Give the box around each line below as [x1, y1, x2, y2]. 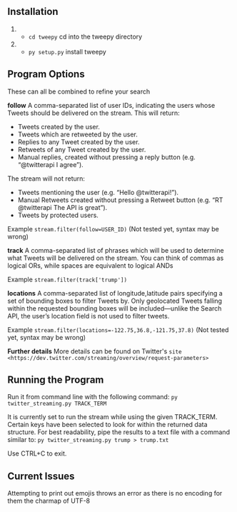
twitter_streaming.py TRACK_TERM [7, 400, 107, 408]
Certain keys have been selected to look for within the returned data [7, 421, 208, 429]
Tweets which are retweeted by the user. [17, 130, 138, 139]
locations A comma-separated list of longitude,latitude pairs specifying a [7, 288, 223, 297]
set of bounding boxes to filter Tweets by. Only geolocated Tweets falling [7, 296, 223, 305]
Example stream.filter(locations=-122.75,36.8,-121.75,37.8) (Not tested [7, 325, 229, 334]
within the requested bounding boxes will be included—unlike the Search [7, 303, 222, 313]
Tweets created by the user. [17, 122, 100, 131]
